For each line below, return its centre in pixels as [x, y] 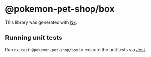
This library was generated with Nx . [41, 22]
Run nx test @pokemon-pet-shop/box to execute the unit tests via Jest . [76, 49]
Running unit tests [34, 38]
